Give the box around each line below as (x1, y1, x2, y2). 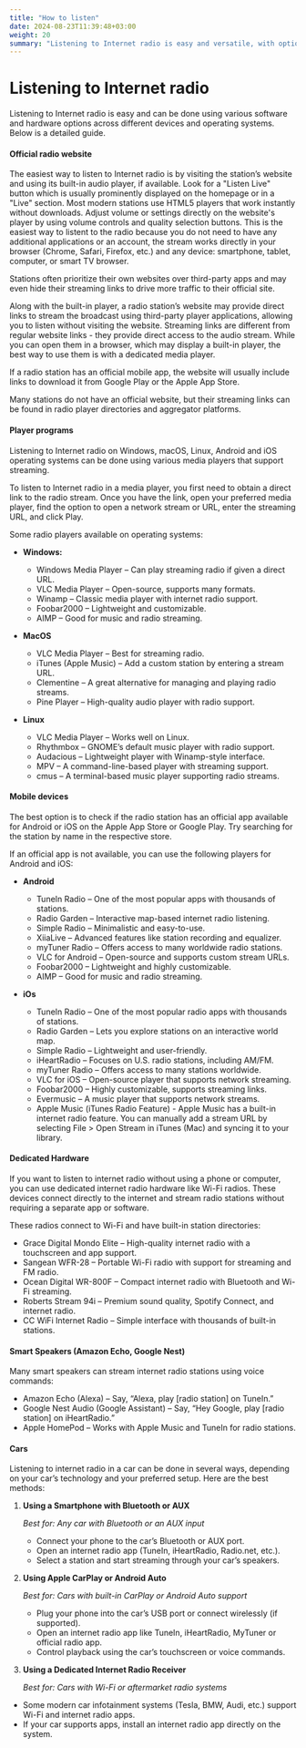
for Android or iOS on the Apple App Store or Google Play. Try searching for (9, 821, 293, 832)
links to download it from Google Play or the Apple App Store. (9, 376, 240, 387)
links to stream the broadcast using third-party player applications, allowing (9, 311, 293, 322)
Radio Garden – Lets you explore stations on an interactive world (36, 1025, 279, 1036)
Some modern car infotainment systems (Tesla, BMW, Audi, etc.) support (22, 1700, 297, 1711)
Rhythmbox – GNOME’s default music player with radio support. (36, 741, 275, 752)
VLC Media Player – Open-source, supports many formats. (36, 583, 256, 594)
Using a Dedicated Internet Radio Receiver (22, 1664, 187, 1675)
